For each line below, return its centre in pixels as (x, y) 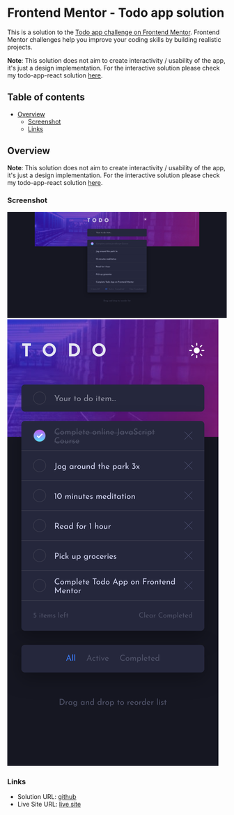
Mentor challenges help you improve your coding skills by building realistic (114, 39)
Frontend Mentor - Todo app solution (116, 13)
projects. (20, 47)
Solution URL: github (47, 797)
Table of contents (46, 97)
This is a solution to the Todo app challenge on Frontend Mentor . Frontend (114, 32)
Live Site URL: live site (49, 805)
